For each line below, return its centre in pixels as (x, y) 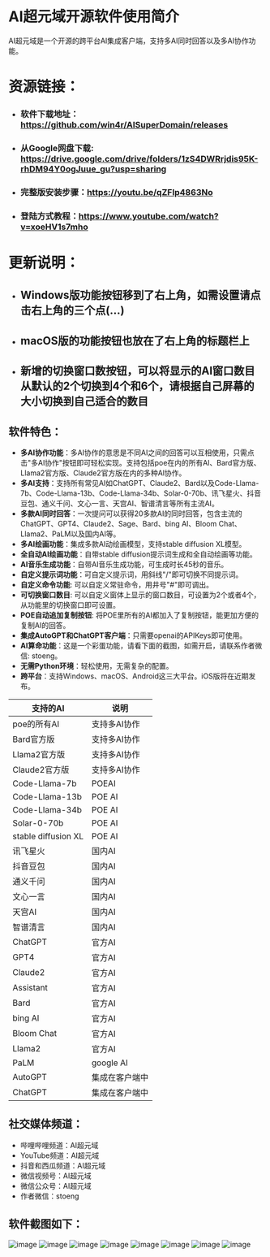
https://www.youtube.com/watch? (148, 216)
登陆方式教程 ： (49, 216)
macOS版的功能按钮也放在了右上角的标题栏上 (135, 341)
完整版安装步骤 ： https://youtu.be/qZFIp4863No (116, 192)
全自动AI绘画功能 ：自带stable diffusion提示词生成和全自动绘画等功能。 (138, 554)
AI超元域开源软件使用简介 (94, 17)
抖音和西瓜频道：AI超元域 (63, 1165)
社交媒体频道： (46, 1124)
